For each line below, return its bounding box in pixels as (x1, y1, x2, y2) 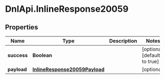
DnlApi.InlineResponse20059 (5, 3, 129, 15)
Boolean (32, 52, 53, 58)
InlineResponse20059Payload (32, 66, 105, 73)
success (7, 52, 28, 58)
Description (109, 38, 137, 44)
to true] (141, 58, 159, 65)
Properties (5, 23, 38, 31)
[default (141, 52, 161, 58)
